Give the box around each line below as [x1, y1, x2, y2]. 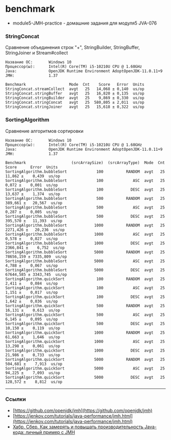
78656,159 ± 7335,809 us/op [5, 254, 67, 259]
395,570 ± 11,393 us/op [5, 218, 63, 223]
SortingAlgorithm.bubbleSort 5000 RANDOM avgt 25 [5, 249, 165, 254]
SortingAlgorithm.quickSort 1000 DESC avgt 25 [5, 348, 165, 353]
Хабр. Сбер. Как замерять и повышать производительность [12, 424, 144, 430]
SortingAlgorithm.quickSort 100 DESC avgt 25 [5, 294, 165, 299]
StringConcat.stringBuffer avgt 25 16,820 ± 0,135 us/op [5, 91, 145, 96]
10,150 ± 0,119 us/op [5, 326, 60, 331]
